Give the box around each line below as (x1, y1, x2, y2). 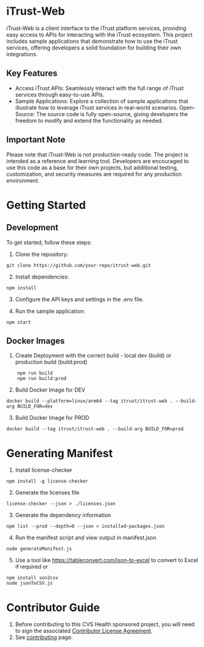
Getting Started (6, 198, 86, 212)
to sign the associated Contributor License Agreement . (15, 627, 153, 635)
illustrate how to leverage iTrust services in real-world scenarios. (15, 104, 178, 111)
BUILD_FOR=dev (17, 403, 53, 410)
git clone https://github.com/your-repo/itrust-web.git (6, 262, 151, 268)
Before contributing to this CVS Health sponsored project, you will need (15, 621, 195, 628)
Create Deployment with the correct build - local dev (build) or (15, 352, 172, 359)
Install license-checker (15, 466, 72, 474)
